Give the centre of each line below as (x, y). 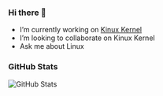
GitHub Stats (33, 67)
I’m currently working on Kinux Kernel (81, 30)
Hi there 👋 (28, 13)
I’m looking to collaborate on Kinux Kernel (87, 38)
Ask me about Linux (52, 46)
